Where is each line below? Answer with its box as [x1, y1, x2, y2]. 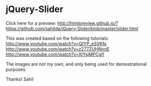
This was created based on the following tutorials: [6, 35, 109, 41]
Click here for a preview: [6, 20, 57, 26]
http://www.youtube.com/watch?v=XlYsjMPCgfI [6, 51, 104, 57]
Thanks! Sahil [6, 76, 34, 82]
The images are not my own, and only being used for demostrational [6, 61, 147, 67]
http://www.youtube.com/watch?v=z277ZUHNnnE [6, 46, 110, 52]
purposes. [6, 66, 27, 72]
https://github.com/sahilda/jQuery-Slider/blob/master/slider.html [6, 25, 138, 31]
